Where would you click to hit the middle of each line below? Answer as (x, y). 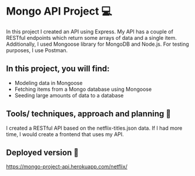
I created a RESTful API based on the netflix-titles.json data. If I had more (94, 128)
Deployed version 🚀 (43, 152)
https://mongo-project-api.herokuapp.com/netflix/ (67, 167)
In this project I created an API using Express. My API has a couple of (90, 31)
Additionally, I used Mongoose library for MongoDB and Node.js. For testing (97, 44)
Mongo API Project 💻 (59, 11)
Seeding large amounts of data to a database (69, 95)
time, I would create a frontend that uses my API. (65, 134)
